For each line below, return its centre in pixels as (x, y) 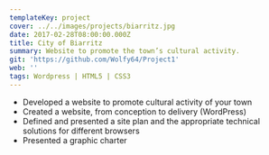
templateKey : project (50, 18)
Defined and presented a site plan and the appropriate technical (141, 121)
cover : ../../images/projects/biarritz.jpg (93, 26)
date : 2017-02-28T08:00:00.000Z (70, 34)
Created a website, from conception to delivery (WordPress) (134, 111)
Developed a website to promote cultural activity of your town (137, 102)
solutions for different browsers (81, 131)
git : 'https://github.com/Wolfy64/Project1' (94, 59)
